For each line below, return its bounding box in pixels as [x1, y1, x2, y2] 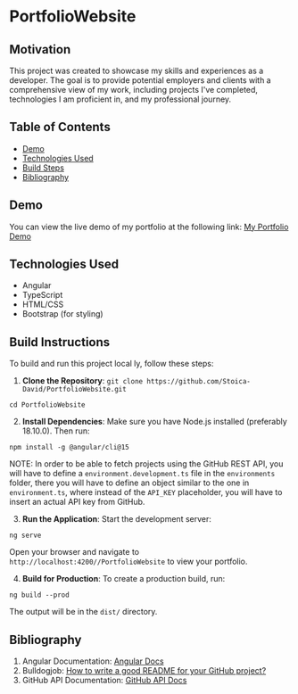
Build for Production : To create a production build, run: [21, 574, 226, 584]
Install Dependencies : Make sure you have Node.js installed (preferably [21, 417, 287, 427]
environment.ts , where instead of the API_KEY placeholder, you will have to [9, 487, 283, 498]
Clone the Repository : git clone [21, 376, 144, 386]
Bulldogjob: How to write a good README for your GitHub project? [21, 665, 267, 676]
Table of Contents [9, 120, 112, 135]
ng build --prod [9, 591, 70, 599]
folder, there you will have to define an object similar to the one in [9, 477, 250, 488]
